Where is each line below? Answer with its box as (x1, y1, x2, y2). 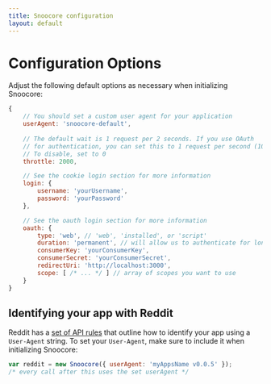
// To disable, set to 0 (23, 150, 106, 158)
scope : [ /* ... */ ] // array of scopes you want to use (37, 269, 236, 277)
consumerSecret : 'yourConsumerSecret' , (37, 254, 172, 262)
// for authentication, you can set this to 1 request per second (23, 142, 251, 150)
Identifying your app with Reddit (8, 306, 173, 319)
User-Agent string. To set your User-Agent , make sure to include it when (8, 336, 244, 346)
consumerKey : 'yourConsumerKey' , (37, 247, 150, 255)
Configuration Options (8, 54, 162, 73)
